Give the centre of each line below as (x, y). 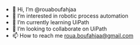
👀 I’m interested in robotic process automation (70, 16)
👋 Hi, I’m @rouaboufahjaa (44, 9)
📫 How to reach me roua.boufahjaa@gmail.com (73, 36)
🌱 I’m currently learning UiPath (51, 22)
